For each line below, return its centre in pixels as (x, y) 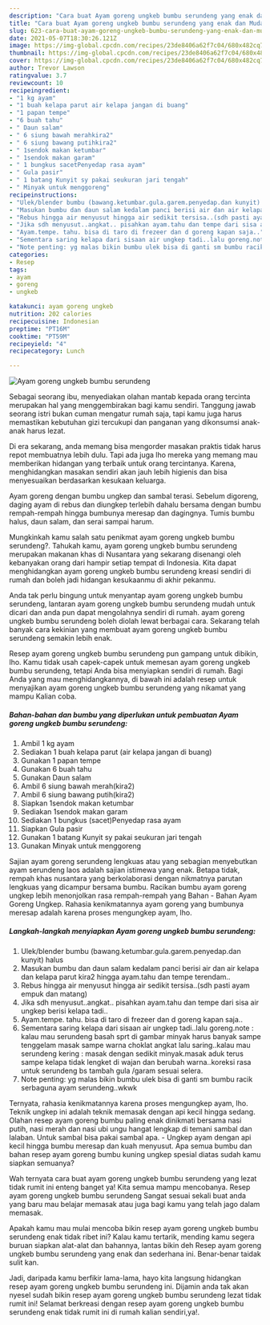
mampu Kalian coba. (43, 696)
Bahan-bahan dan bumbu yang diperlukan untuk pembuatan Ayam (124, 715)
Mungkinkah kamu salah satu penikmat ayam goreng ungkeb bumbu (122, 537)
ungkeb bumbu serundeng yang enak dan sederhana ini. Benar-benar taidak (135, 1254)
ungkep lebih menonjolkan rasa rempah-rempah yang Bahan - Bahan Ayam (133, 895)
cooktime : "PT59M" (40, 336)
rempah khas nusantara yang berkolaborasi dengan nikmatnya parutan (126, 879)
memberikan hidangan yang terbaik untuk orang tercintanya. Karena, (123, 463)
